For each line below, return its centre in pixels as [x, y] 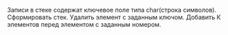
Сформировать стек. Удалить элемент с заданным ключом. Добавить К [114, 17]
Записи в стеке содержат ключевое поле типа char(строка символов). [112, 10]
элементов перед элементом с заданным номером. [84, 24]
